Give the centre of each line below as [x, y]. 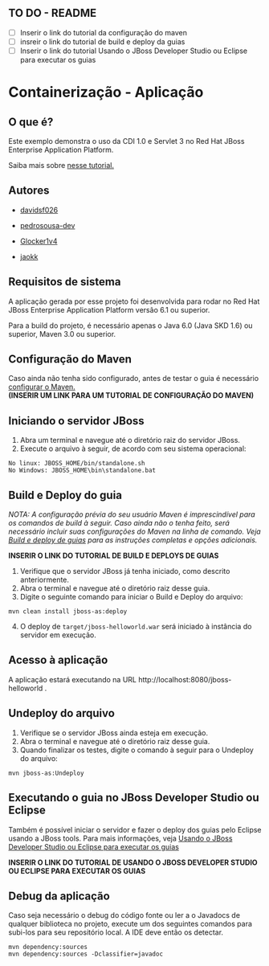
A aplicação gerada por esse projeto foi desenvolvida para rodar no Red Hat [134, 301]
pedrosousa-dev [47, 225]
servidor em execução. [58, 635]
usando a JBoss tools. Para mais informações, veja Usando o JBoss [120, 838]
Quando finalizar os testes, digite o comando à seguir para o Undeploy [137, 750]
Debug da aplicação [59, 896]
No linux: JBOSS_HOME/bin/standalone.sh [77, 464]
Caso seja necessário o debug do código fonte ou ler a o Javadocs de [124, 915]
